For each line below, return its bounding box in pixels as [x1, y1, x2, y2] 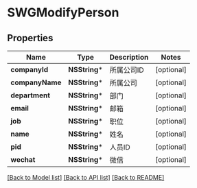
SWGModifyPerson [7, 5, 119, 21]
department [10, 91, 50, 100]
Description [109, 53, 149, 62]
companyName [10, 78, 62, 87]
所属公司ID [109, 65, 144, 75]
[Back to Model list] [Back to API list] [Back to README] [7, 174, 165, 181]
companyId [10, 65, 49, 74]
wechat [10, 155, 36, 164]
